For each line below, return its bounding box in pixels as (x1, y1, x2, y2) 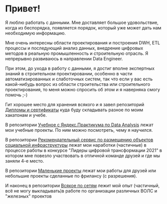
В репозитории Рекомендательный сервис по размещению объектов (5, 137, 154, 143)
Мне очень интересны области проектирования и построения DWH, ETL (5, 39, 161, 45)
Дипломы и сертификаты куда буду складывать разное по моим (5, 107, 144, 113)
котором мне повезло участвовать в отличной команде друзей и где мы (5, 153, 161, 159)
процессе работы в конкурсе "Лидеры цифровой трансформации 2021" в (5, 147, 163, 153)
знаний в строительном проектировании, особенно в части (5, 70, 133, 76)
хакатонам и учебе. (5, 112, 47, 118)
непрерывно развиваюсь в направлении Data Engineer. (5, 55, 123, 61)
